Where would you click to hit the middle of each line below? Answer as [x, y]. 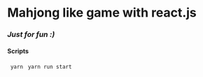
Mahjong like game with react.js [102, 13]
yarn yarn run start [41, 67]
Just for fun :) [31, 35]
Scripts [18, 51]
